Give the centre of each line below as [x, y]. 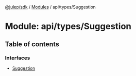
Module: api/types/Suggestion [68, 26]
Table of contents [32, 44]
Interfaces [17, 58]
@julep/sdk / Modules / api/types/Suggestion [51, 7]
